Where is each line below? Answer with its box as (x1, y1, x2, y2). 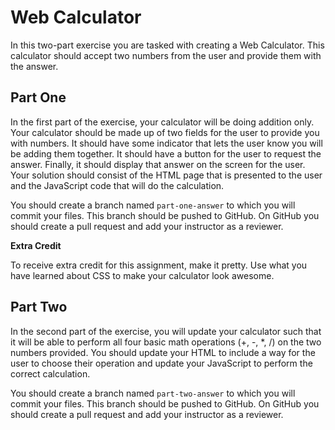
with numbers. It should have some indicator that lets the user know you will (10, 137, 323, 149)
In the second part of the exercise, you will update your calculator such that (10, 325, 322, 337)
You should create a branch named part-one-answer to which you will (10, 199, 296, 211)
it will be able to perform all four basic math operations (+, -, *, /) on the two (10, 336, 322, 348)
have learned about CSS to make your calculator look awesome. (10, 269, 275, 281)
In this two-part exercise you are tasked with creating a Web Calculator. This (10, 39, 325, 51)
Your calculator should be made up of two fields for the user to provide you (10, 126, 320, 138)
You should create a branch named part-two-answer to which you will (10, 387, 296, 399)
